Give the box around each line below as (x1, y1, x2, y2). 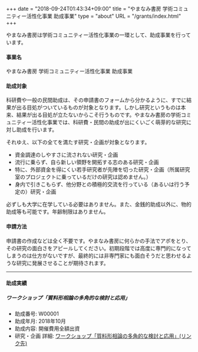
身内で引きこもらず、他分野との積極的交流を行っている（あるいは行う (14, 181, 184, 188)
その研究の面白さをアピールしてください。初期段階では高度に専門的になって (6, 244, 192, 251)
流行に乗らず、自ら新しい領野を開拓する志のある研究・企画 (14, 159, 159, 166)
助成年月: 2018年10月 (14, 318, 67, 325)
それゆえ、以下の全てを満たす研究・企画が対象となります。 (6, 138, 150, 146)
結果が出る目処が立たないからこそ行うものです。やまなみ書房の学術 (16, 111, 181, 118)
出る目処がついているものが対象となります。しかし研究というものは (16, 104, 181, 111)
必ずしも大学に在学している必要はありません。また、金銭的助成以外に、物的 (6, 201, 192, 208)
